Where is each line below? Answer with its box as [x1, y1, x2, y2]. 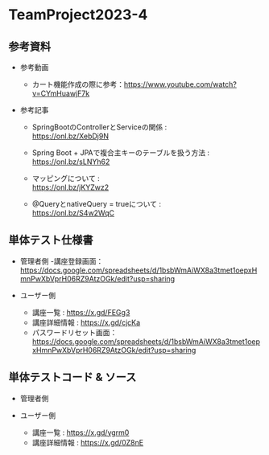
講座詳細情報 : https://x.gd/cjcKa [31, 318, 141, 327]
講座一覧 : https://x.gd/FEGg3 [31, 307, 130, 317]
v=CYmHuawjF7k [31, 88, 90, 98]
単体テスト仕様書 [8, 233, 93, 247]
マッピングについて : [31, 174, 101, 182]
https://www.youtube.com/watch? [123, 80, 238, 89]
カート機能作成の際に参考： [31, 80, 125, 89]
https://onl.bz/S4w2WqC [31, 208, 115, 218]
